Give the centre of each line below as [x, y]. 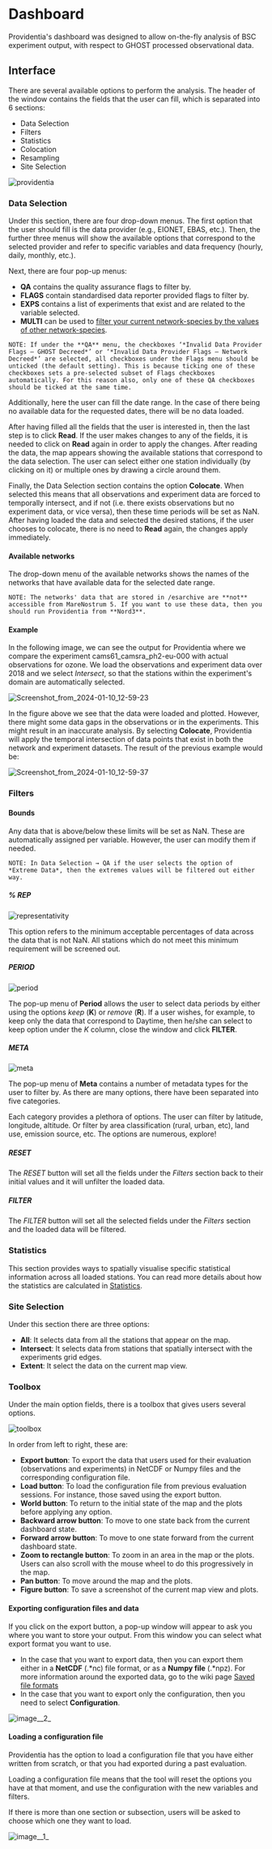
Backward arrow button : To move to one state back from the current [135, 1521]
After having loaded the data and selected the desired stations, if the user [131, 520]
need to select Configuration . [70, 1702]
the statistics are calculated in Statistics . [76, 1285]
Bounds [21, 812]
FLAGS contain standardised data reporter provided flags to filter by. [134, 295]
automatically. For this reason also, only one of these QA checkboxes [132, 381]
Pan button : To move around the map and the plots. [106, 1581]
